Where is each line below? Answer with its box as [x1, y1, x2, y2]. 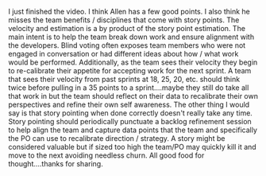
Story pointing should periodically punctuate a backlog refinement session [8, 117, 252, 126]
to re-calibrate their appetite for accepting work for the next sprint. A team [8, 66, 252, 75]
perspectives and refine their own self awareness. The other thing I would [8, 100, 250, 109]
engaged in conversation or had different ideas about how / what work [8, 49, 239, 58]
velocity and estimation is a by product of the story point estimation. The [8, 24, 246, 33]
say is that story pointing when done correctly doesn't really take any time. [8, 108, 253, 118]
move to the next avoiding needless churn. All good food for [8, 151, 205, 160]
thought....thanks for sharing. [8, 159, 103, 168]
